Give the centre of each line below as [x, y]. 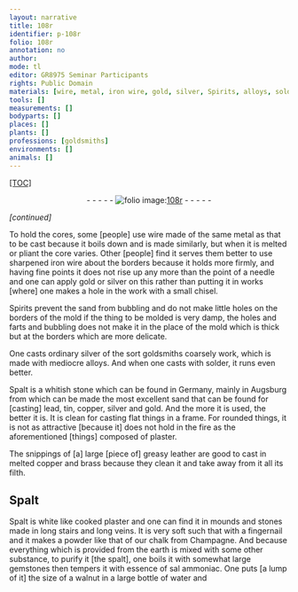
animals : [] [31, 157]
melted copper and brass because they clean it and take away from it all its [146, 463]
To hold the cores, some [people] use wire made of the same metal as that [145, 234]
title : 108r [31, 26]
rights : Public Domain [51, 83]
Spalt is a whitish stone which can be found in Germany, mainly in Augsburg [148, 389]
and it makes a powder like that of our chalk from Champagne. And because [149, 541]
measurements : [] [41, 108]
